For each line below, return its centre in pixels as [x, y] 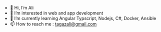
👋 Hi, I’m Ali [22, 8]
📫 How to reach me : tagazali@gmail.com [53, 24]
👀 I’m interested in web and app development [56, 13]
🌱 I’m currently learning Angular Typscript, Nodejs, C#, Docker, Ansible [83, 18]
